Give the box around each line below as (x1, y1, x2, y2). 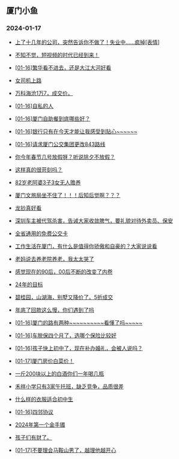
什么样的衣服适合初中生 (14, 395, 73, 403)
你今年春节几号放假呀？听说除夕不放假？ (14, 153, 115, 160)
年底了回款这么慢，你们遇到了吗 (14, 306, 94, 313)
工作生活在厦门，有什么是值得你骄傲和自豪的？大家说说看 (14, 242, 157, 250)
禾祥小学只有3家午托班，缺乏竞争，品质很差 (14, 383, 124, 390)
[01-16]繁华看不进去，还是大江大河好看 (14, 64, 112, 71)
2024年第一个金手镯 (14, 421, 65, 428)
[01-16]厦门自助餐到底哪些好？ (14, 115, 91, 122)
